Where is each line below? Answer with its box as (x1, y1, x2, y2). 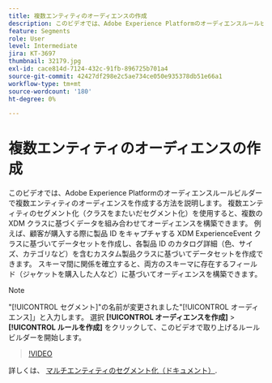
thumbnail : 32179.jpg (8, 58, 82, 66)
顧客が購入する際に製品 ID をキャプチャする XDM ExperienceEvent (29, 229, 253, 239)
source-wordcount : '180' (8, 87, 92, 96)
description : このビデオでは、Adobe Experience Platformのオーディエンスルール (8, 19, 261, 28)
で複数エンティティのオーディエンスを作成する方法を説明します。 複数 (8, 198, 243, 208)
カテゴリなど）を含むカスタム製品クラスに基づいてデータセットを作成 (22, 249, 257, 259)
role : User (8, 34, 45, 43)
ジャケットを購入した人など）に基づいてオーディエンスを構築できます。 (22, 269, 262, 279)
